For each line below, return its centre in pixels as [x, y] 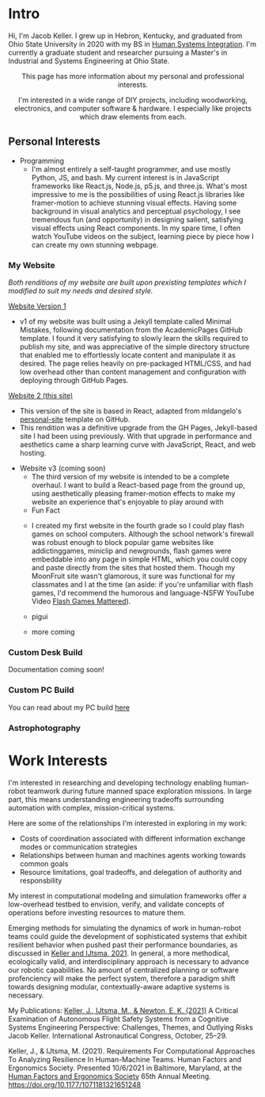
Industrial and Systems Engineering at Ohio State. [89, 61]
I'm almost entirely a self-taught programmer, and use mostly [131, 169]
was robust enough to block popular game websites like [123, 543]
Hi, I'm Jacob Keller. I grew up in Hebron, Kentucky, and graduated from [125, 36]
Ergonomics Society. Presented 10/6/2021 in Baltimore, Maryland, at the [125, 1068]
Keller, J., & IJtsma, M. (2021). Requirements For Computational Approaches [132, 1051]
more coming [53, 632]
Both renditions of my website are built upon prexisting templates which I [127, 282]
